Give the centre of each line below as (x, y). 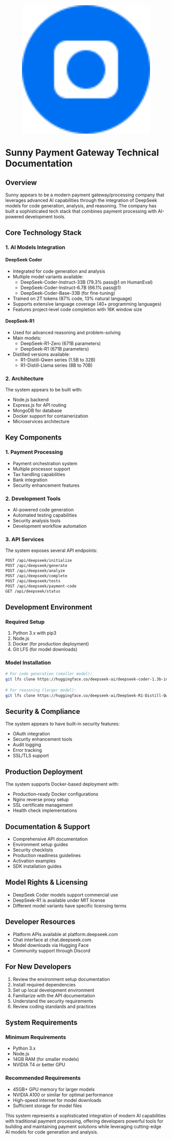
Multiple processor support (41, 469)
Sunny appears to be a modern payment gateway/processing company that (85, 195)
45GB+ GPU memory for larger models (53, 1089)
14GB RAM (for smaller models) (46, 1059)
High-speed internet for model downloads (57, 1100)
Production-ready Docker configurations (56, 794)
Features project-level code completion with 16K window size (77, 309)
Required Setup (25, 622)
